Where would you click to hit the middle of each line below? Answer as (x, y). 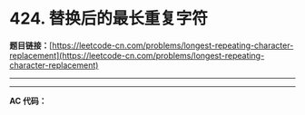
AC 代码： (28, 101)
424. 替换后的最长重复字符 (109, 19)
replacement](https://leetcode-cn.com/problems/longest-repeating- (137, 55)
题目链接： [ (31, 45)
